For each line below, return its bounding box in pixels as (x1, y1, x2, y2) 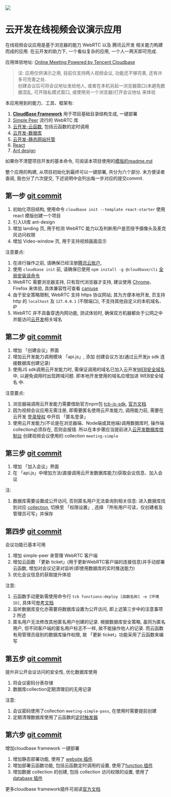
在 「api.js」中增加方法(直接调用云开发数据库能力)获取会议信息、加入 (12, 470, 158, 476)
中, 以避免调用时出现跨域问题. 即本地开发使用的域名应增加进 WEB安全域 (12, 373, 164, 379)
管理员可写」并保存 (12, 511, 54, 517)
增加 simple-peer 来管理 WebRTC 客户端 (12, 552, 98, 559)
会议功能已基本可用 (5, 542, 46, 548)
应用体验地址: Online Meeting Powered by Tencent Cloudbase (5, 59, 135, 65)
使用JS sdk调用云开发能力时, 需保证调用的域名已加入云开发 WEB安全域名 (12, 366, 165, 372)
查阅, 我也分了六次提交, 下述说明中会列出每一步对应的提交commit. (5, 175, 144, 181)
